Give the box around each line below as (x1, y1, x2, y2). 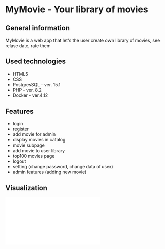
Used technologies (5, 57, 66, 66)
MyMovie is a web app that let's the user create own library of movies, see (5, 37, 160, 43)
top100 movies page (12, 153, 55, 159)
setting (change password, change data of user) (12, 163, 113, 169)
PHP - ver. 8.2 (12, 87, 42, 93)
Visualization (5, 184, 48, 192)
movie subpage (12, 142, 45, 148)
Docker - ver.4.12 (12, 92, 48, 98)
